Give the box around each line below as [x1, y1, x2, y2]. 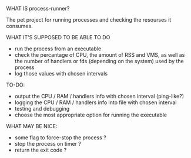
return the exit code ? [14, 146, 67, 153]
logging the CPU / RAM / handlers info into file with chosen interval [14, 99, 177, 106]
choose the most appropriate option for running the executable [14, 111, 167, 118]
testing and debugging [14, 105, 70, 112]
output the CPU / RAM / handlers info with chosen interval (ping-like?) [14, 93, 184, 99]
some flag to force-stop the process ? [14, 134, 107, 141]
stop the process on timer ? [14, 140, 81, 147]
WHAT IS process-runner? [6, 5, 70, 12]
